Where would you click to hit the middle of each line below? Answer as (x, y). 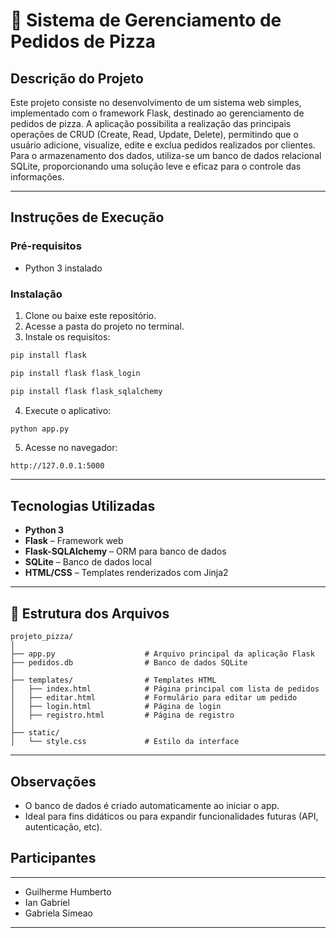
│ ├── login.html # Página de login (116, 707)
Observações (53, 781)
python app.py (40, 429)
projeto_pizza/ (42, 637)
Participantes (53, 858)
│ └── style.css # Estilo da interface (125, 742)
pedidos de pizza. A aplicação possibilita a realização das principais (151, 123)
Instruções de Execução (87, 217)
